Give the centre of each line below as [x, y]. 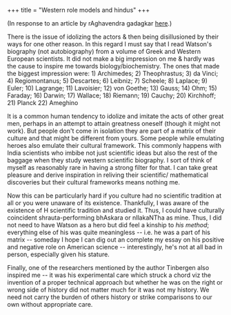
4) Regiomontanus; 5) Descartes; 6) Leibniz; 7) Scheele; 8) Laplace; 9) [108, 81]
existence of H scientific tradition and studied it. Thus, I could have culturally [116, 210]
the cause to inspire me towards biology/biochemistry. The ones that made [113, 66]
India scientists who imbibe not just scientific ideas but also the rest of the [112, 153]
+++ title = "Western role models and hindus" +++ [79, 10]
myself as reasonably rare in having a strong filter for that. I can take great [112, 168]
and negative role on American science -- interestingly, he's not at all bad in [115, 247]
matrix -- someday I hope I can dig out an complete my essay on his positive [116, 240]
